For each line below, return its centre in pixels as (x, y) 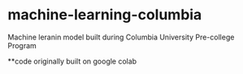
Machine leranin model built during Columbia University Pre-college (121, 37)
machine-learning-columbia (105, 15)
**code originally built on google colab (72, 61)
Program (22, 45)
